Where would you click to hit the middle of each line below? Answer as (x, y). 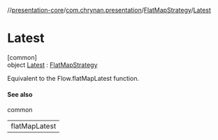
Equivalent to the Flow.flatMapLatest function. (73, 78)
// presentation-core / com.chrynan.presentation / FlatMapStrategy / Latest (109, 10)
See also (20, 94)
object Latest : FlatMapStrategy (52, 65)
